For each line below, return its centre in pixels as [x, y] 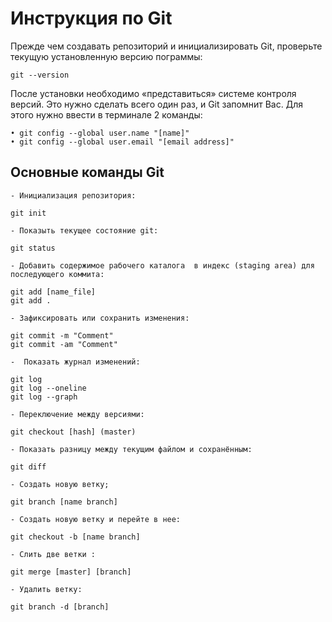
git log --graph [44, 397]
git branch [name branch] [64, 502]
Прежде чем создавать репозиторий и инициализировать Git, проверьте [166, 46]
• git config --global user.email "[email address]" [122, 142]
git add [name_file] [53, 292]
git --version [40, 75]
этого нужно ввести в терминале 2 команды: [106, 114]
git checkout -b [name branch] [75, 537]
